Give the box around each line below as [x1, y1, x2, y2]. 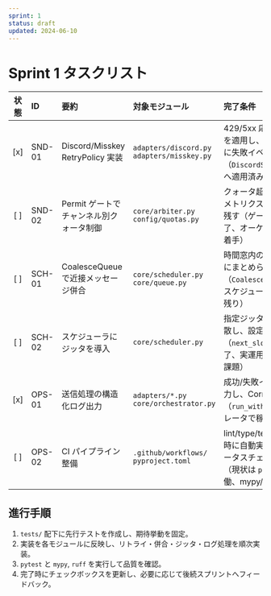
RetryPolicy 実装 [61, 152, 123, 163]
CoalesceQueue [61, 261, 123, 272]
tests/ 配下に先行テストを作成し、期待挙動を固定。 [19, 529, 193, 539]
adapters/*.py [132, 391, 187, 400]
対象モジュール [132, 101, 190, 113]
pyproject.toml [132, 457, 191, 466]
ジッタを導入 [61, 343, 110, 354]
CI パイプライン [61, 446, 121, 457]
